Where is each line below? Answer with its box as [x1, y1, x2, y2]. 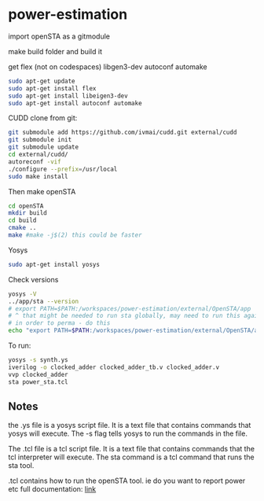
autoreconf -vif [8, 157, 61, 166]
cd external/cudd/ [8, 151, 68, 159]
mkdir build [8, 209, 47, 217]
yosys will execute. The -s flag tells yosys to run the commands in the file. [8, 429, 247, 438]
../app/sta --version [8, 297, 79, 305]
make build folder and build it [8, 46, 102, 56]
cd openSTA [8, 202, 44, 210]
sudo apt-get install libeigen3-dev [8, 92, 128, 100]
